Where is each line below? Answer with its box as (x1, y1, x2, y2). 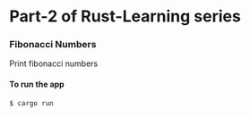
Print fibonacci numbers (9, 58, 99, 69)
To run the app (9, 79, 65, 90)
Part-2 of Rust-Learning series (9, 6, 242, 27)
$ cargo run (9, 98, 54, 108)
